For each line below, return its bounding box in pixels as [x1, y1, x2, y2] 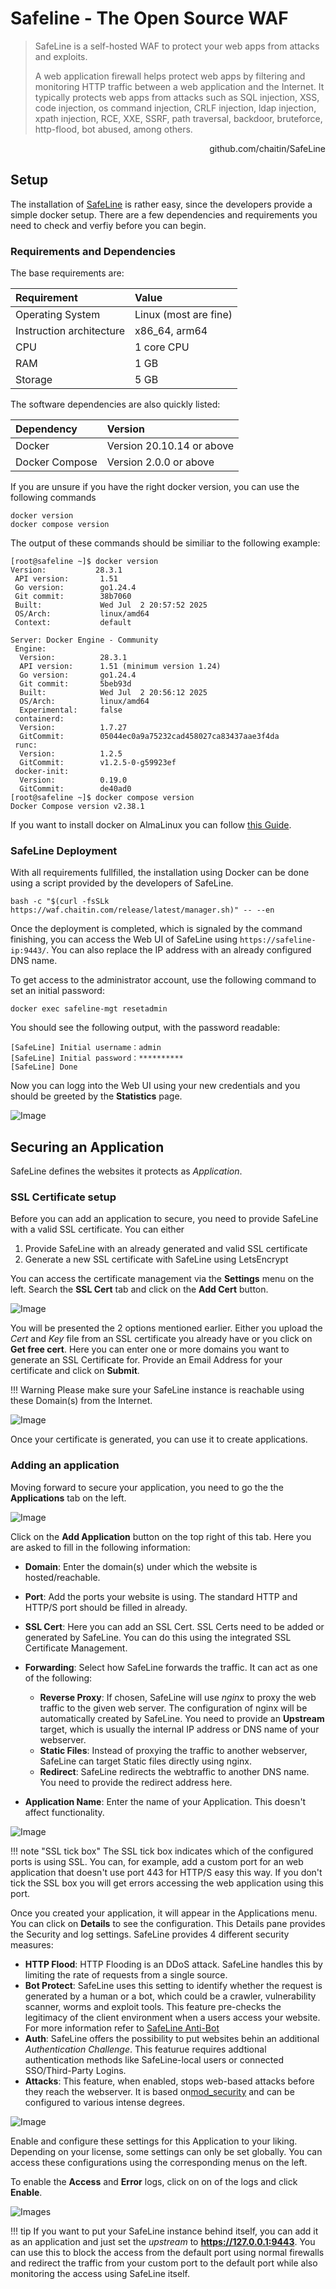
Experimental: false [19, 705, 123, 716]
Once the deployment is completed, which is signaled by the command [10, 923, 303, 935]
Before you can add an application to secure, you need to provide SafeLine [10, 1213, 319, 1225]
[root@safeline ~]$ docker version [10, 557, 159, 567]
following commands [10, 492, 97, 504]
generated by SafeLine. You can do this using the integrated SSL [24, 1631, 292, 1643]
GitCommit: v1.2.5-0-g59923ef [19, 758, 177, 768]
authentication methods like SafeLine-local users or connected [24, 2053, 284, 2066]
